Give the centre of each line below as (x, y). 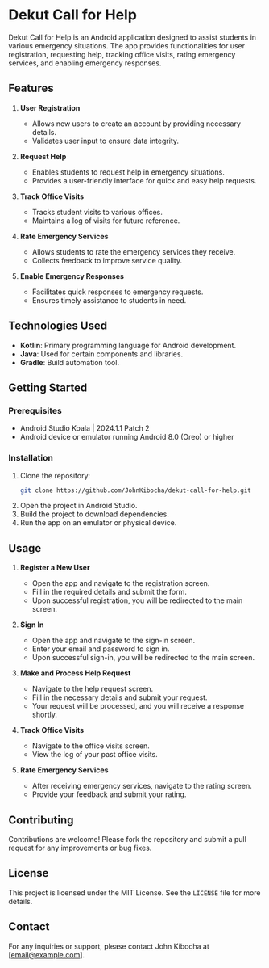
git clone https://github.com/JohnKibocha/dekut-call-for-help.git (135, 490)
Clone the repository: (55, 475)
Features (31, 88)
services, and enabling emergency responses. (85, 63)
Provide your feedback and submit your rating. (109, 794)
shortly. (45, 715)
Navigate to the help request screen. (93, 689)
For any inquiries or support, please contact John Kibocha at (109, 946)
